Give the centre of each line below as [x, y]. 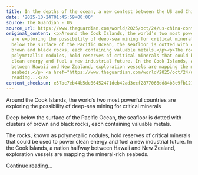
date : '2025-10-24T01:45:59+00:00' [50, 17]
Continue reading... [29, 166]
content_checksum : [29, 83]
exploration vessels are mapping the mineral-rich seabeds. [77, 154]
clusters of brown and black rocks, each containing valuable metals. [89, 124]
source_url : [21, 28]
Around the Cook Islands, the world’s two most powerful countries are [91, 100]
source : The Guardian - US [39, 22]
